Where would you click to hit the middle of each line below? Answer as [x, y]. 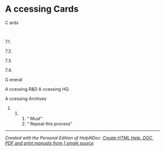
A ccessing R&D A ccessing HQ [37, 89]
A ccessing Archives [26, 99]
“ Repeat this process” [50, 124]
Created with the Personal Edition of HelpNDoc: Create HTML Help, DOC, [79, 138]
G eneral [14, 79]
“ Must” [35, 118]
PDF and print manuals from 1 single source [50, 143]
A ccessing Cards [42, 9]
